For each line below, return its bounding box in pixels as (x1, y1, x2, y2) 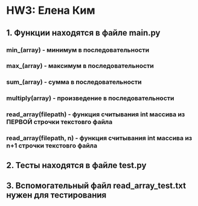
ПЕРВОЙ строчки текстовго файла (6, 118, 113, 126)
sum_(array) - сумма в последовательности (6, 78, 142, 86)
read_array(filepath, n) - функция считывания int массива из (6, 134, 193, 142)
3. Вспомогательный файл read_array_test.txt (6, 180, 186, 190)
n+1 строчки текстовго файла (6, 142, 98, 150)
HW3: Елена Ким (6, 4, 95, 17)
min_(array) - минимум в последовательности (6, 46, 150, 54)
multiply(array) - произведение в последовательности (6, 94, 174, 102)
